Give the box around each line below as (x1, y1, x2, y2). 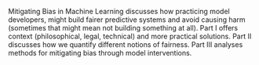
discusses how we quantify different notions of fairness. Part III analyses (8, 40, 243, 49)
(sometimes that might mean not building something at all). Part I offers (8, 23, 239, 32)
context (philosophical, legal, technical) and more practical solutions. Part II (8, 31, 252, 41)
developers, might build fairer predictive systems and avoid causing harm (8, 15, 246, 24)
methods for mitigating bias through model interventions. (8, 49, 192, 57)
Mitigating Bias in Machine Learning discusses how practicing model (8, 7, 230, 16)
